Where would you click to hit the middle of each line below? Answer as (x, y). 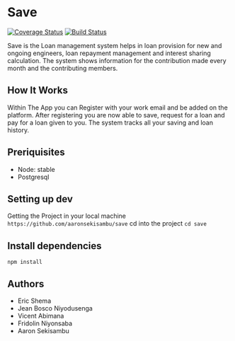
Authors (26, 284)
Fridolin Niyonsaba (45, 323)
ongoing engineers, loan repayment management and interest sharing (109, 53)
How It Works (38, 90)
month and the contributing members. (63, 68)
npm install (25, 262)
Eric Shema (34, 301)
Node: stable (36, 169)
